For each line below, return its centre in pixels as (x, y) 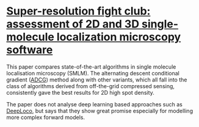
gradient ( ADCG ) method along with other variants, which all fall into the (97, 80)
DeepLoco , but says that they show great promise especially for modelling (100, 111)
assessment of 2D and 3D (73, 24)
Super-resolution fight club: (78, 11)
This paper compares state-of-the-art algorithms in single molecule (91, 67)
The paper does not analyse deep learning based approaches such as (95, 104)
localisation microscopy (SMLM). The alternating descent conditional (93, 73)
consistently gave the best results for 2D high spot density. (80, 92)
